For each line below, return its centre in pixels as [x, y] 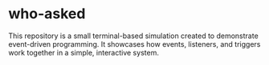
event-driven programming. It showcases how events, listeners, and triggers [134, 44]
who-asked [47, 14]
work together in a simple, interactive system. [84, 52]
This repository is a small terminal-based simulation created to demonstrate [133, 36]
